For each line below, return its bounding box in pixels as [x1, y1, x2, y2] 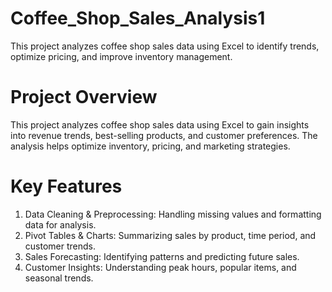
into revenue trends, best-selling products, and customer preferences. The [10, 129, 318, 141]
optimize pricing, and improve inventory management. [10, 50, 233, 62]
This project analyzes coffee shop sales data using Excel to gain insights [10, 118, 310, 131]
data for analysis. [24, 218, 97, 231]
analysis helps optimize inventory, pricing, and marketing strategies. [10, 140, 291, 152]
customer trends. [24, 240, 96, 252]
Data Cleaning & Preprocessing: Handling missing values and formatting [24, 208, 322, 220]
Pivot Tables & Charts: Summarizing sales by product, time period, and [24, 229, 317, 241]
